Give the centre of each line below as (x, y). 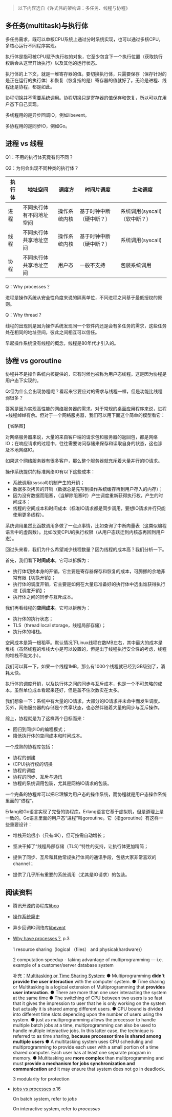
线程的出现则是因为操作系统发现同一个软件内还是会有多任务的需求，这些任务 (86, 325)
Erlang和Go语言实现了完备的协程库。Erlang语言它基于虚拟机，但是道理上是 (84, 812)
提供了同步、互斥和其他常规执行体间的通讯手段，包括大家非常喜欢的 (84, 857)
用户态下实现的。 (23, 380)
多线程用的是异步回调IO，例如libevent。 (47, 115)
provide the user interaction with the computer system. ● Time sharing (89, 982)
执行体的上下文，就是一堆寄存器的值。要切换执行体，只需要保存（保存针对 (84, 74)
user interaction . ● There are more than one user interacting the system (90, 993)
